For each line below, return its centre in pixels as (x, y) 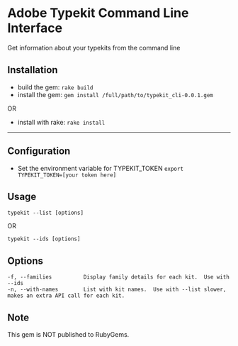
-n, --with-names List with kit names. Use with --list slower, (117, 290)
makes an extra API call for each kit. (66, 296)
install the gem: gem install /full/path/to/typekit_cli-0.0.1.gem (115, 94)
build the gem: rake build (55, 87)
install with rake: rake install (61, 122)
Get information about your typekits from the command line (94, 48)
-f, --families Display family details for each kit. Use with (119, 277)
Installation (33, 70)
